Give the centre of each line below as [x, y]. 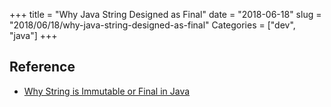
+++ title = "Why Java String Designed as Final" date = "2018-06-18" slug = [165, 14]
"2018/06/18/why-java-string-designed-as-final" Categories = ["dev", [152, 25]
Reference [42, 67]
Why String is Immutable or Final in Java [107, 91]
